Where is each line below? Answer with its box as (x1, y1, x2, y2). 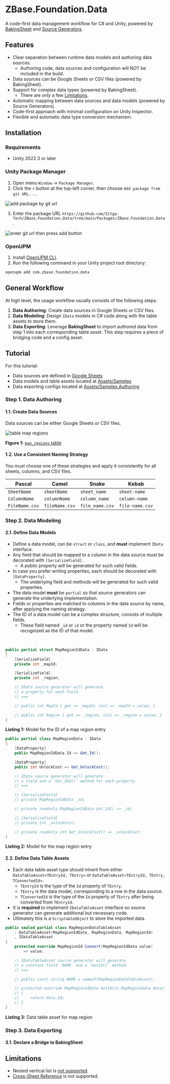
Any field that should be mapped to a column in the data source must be (12, 552, 164, 558)
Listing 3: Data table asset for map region (5, 1014, 93, 1020)
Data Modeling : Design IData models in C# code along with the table (12, 313, 157, 319)
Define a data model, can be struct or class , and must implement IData (12, 540, 163, 547)
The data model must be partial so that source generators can (12, 589, 146, 596)
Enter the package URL (12, 210, 61, 216)
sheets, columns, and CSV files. (5, 468, 72, 474)
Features (5, 41, 34, 49)
